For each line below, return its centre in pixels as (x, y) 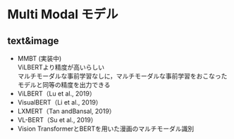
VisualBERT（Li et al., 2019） (60, 102)
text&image (33, 40)
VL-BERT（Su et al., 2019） (57, 120)
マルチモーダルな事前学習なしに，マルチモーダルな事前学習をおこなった (122, 76)
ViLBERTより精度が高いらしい (61, 67)
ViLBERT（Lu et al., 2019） (57, 93)
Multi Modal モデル (63, 14)
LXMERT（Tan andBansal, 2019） (66, 111)
